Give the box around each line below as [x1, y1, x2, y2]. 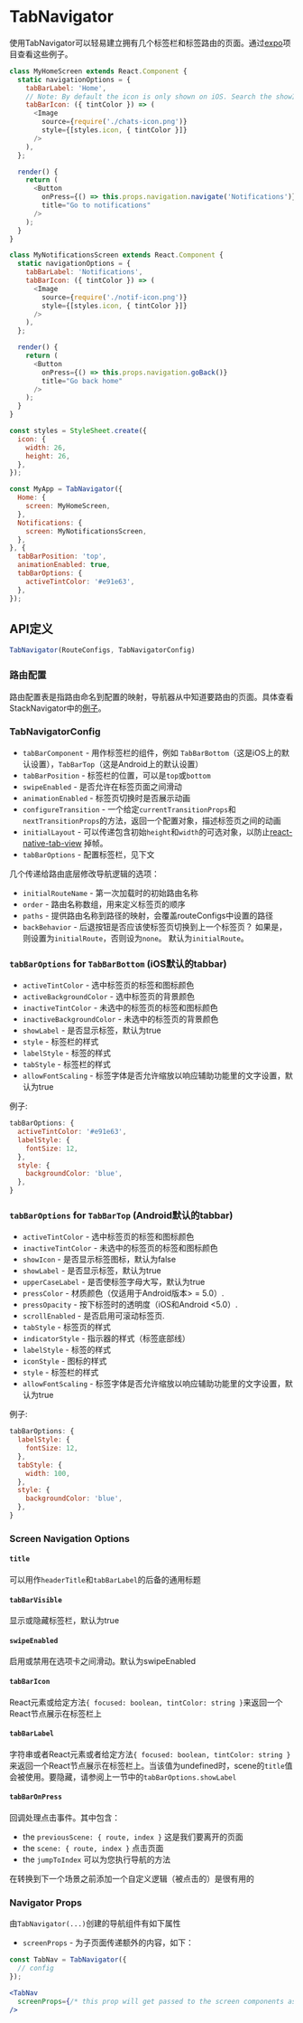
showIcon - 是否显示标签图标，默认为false [22, 1254, 177, 1265]
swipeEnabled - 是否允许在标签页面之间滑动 [22, 780, 183, 792]
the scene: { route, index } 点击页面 [22, 1843, 164, 1854]
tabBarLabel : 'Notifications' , [25, 268, 143, 277]
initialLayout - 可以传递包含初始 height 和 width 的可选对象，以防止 [22, 826, 271, 837]
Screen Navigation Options [9, 1532, 131, 1545]
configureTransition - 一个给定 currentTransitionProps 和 [22, 803, 236, 815]
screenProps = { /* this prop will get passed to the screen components [17, 1997, 284, 2006]
